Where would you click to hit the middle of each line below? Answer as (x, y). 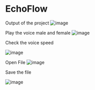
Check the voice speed (29, 42)
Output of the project (27, 23)
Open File (15, 62)
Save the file (18, 72)
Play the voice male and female (38, 33)
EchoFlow (26, 9)
